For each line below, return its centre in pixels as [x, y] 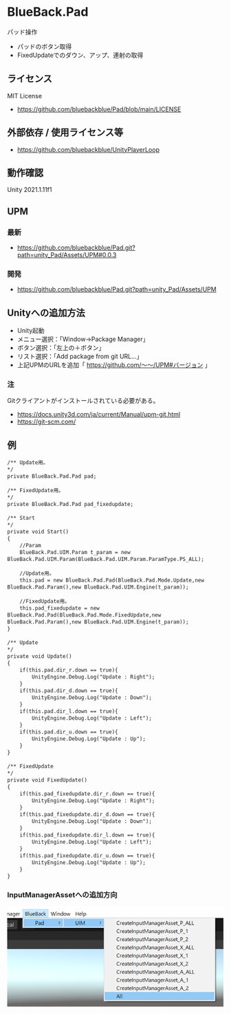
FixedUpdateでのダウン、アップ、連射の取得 [80, 55]
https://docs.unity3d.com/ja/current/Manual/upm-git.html [99, 415]
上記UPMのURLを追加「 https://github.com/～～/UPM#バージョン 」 [114, 365]
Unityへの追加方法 [46, 312]
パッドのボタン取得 [44, 46]
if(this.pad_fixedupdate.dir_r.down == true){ [87, 794]
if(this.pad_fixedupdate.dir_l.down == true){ [87, 835]
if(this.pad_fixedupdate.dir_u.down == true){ [87, 856]
